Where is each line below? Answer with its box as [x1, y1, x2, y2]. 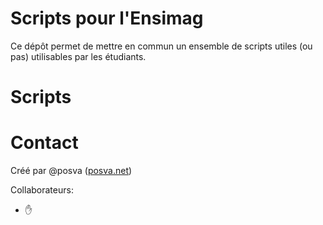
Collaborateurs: [10, 184, 74, 196]
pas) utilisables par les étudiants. [10, 50, 147, 62]
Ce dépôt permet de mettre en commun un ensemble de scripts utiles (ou [10, 40, 313, 52]
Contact [10, 132, 79, 154]
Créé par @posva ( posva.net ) [10, 165, 133, 177]
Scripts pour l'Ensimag [10, 7, 204, 30]
